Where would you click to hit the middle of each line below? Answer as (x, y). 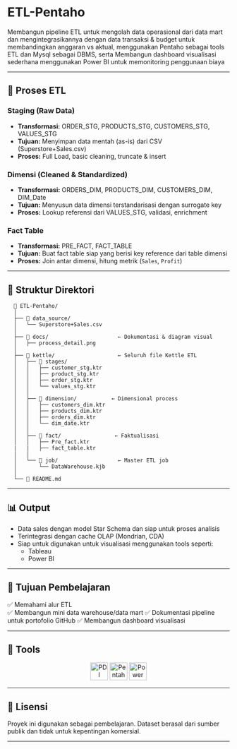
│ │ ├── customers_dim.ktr (60, 405)
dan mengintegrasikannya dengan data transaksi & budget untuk (101, 39)
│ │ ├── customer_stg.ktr (58, 368)
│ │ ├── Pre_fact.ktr (52, 442)
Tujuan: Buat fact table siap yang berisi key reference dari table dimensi (122, 253)
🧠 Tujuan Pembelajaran (59, 588)
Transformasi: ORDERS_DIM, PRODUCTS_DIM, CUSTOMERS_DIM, (115, 190)
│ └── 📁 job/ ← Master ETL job (91, 461)
